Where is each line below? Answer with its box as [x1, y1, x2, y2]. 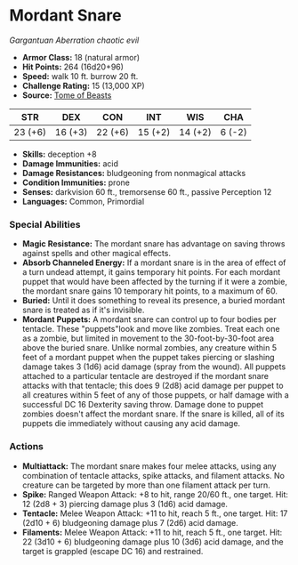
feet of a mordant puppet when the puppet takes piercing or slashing [21, 352, 275, 363]
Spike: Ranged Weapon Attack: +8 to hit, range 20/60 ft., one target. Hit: [21, 488, 289, 499]
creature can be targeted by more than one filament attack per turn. [21, 480, 271, 490]
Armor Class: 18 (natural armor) [21, 52, 141, 62]
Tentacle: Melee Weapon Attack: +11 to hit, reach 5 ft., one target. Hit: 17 [21, 508, 288, 519]
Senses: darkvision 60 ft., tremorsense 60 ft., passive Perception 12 [21, 186, 272, 197]
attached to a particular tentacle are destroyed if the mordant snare [21, 371, 270, 382]
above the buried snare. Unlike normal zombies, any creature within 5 [21, 343, 278, 353]
